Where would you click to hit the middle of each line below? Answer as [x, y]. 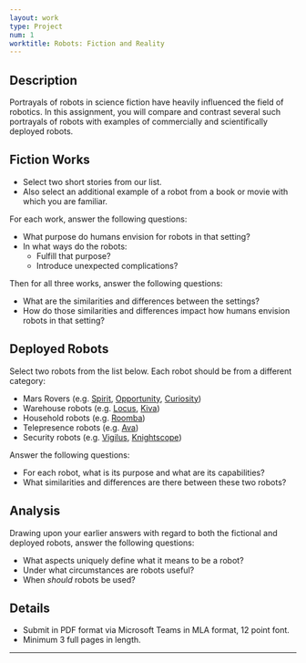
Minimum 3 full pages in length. [82, 640]
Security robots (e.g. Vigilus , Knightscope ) [102, 437]
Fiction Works [50, 160]
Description [43, 80]
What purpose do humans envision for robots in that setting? [136, 236]
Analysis [35, 511]
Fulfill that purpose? [73, 255]
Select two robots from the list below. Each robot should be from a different [151, 371]
